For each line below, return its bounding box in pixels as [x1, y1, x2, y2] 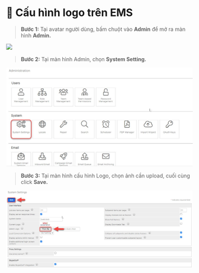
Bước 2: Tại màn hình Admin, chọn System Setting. [20, 55, 147, 62]
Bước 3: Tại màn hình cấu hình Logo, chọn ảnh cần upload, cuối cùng [20, 172, 191, 179]
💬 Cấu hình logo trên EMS [6, 6, 133, 20]
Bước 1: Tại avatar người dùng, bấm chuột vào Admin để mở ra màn [20, 26, 186, 33]
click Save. [20, 179, 49, 186]
